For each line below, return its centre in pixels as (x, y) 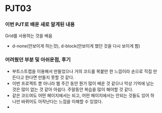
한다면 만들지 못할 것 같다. (49, 77)
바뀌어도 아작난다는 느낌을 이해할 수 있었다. (62, 101)
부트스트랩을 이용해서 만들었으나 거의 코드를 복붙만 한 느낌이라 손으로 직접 (82, 71)
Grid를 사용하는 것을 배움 (29, 36)
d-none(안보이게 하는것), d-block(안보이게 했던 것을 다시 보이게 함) (76, 46)
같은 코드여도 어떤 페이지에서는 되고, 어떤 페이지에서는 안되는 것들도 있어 (81, 95)
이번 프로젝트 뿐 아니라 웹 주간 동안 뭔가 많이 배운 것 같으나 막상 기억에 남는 (83, 83)
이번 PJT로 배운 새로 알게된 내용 (40, 25)
